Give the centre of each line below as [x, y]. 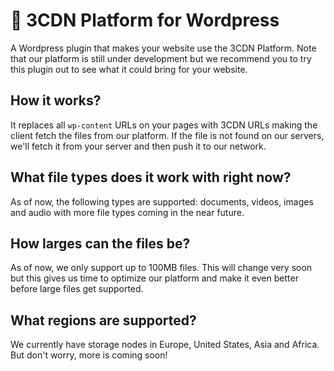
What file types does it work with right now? [151, 177]
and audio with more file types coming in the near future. [127, 212]
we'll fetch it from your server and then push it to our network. [138, 146]
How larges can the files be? [100, 243]
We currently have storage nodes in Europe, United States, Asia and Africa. [165, 345]
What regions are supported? [103, 320]
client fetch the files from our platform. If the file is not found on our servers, [167, 135]
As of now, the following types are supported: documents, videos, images [162, 201]
